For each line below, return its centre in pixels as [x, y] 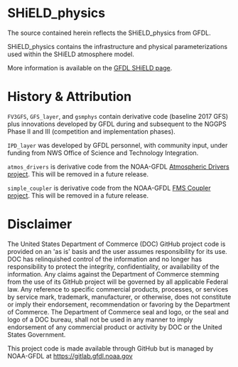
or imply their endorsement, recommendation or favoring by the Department [119, 304]
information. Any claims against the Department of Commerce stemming [113, 274]
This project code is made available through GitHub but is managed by [110, 348]
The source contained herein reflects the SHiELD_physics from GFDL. [109, 33]
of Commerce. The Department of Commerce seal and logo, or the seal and [118, 312]
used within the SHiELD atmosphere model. [71, 54]
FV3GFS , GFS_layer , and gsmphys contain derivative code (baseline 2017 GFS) [118, 116]
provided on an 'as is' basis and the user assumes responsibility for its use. [117, 251]
